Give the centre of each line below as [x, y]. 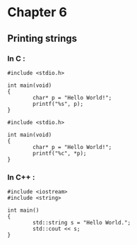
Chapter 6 [37, 12]
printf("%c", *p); [60, 153]
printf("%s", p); [58, 104]
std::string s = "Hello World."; [82, 223]
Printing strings [42, 38]
